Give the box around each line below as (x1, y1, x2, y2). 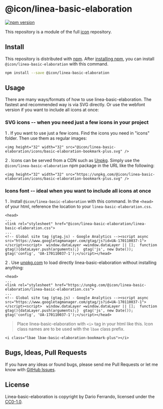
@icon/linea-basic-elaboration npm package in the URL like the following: (5, 163, 155, 168)
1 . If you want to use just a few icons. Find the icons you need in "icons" (5, 130, 150, 136)
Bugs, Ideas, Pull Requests (5, 348, 87, 357)
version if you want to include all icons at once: (5, 107, 99, 113)
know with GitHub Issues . (5, 366, 56, 372)
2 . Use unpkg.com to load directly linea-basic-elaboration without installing (5, 260, 157, 265)
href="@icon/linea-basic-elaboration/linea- (55, 222, 147, 227)
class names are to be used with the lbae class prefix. (16, 326, 125, 332)
